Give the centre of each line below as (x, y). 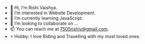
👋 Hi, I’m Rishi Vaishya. (33, 8)
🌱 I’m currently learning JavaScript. (47, 18)
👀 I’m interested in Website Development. (53, 13)
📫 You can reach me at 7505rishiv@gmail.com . (59, 29)
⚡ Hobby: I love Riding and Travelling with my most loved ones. (75, 36)
